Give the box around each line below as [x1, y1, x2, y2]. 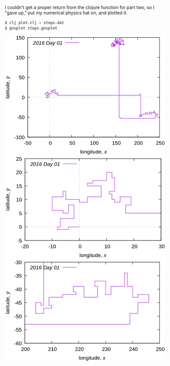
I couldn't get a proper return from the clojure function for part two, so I [5, 5, 155, 10]
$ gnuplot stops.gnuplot [5, 25, 58, 31]
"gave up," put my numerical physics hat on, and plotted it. [5, 10, 128, 16]
